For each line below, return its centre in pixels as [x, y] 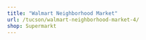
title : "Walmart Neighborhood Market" [62, 13]
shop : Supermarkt [32, 26]
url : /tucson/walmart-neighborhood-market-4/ [73, 20]
